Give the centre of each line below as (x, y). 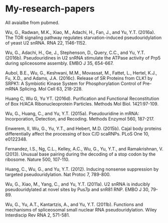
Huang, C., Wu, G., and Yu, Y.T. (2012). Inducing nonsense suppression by (82, 169)
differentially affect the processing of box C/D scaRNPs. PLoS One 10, (77, 133)
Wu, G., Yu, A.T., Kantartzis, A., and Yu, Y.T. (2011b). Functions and (74, 204)
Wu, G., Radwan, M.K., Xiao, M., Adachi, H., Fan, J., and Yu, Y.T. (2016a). (80, 32)
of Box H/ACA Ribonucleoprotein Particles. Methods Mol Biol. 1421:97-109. (82, 103)
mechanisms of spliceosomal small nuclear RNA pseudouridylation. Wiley (81, 209)
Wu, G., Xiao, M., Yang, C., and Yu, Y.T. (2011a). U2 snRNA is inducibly (78, 184)
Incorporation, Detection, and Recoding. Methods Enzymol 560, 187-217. (80, 118)
